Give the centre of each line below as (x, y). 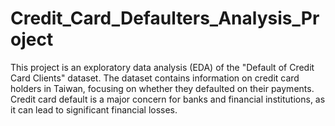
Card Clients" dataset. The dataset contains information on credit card (155, 78)
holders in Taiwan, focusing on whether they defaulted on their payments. (162, 88)
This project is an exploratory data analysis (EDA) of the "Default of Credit (162, 67)
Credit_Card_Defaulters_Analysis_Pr (165, 18)
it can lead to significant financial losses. (94, 109)
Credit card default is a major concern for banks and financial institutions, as (168, 99)
